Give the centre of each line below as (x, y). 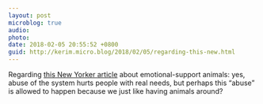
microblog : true (35, 23)
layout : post (30, 15)
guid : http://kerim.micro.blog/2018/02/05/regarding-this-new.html (122, 52)
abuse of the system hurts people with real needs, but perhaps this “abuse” (131, 83)
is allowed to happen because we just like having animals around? (116, 91)
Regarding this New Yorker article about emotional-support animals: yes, (127, 74)
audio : (19, 30)
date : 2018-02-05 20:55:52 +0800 (63, 45)
